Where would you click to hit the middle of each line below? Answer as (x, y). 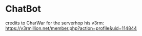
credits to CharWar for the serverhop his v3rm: (55, 23)
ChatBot (23, 9)
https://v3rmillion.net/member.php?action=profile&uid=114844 (71, 28)
